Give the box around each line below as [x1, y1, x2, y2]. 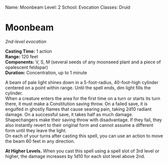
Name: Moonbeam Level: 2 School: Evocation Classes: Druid [5, 5, 130, 10]
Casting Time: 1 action [5, 48, 53, 54]
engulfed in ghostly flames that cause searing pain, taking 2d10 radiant [5, 106, 152, 112]
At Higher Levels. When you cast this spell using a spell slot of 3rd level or [5, 148, 159, 154]
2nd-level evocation [5, 38, 47, 44]
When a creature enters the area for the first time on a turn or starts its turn [5, 95, 160, 101]
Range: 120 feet [5, 53, 39, 59]
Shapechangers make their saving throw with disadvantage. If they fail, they [5, 117, 162, 123]
